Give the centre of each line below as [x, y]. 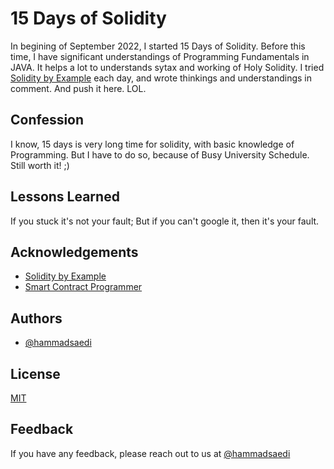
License [35, 373]
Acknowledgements [74, 252]
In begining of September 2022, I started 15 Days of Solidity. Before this [158, 46]
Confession [47, 120]
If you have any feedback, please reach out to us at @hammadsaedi [150, 453]
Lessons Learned [65, 197]
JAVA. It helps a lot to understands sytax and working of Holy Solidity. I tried [167, 67]
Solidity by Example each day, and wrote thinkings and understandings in [161, 78]
